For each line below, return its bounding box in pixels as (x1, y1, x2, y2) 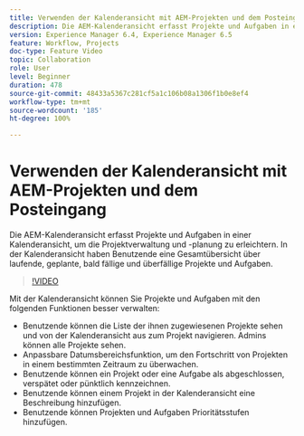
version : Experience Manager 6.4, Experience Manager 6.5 (9, 30, 233, 39)
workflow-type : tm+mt (9, 97, 91, 107)
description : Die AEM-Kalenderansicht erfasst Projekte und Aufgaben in (9, 22, 290, 31)
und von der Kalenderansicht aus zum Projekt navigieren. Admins (22, 330, 267, 341)
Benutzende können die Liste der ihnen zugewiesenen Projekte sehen (22, 320, 283, 331)
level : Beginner (9, 72, 71, 81)
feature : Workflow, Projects (9, 38, 119, 48)
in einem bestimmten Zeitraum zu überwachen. (22, 359, 199, 370)
